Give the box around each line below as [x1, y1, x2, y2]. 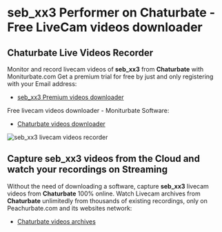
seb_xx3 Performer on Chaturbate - [7, 5, 216, 21]
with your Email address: [7, 80, 77, 87]
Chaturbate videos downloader [17, 120, 105, 128]
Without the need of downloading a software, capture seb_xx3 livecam [7, 182, 209, 190]
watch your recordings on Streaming [7, 164, 168, 176]
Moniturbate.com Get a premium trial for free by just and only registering [7, 72, 214, 81]
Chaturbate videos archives [17, 217, 97, 225]
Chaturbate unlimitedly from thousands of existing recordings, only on [7, 196, 208, 204]
